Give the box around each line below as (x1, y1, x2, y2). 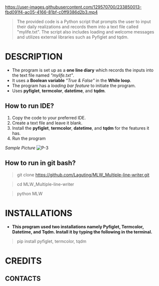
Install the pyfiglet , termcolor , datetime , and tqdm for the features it (12, 125, 149, 131)
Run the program (12, 135, 46, 141)
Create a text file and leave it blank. (12, 120, 83, 126)
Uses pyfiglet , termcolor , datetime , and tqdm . (12, 87, 106, 94)
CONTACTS (5, 274, 41, 283)
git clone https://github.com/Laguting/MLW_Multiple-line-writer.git (16, 172, 150, 178)
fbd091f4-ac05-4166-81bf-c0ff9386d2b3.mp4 (5, 9, 98, 15)
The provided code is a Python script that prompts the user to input (16, 19, 151, 24)
